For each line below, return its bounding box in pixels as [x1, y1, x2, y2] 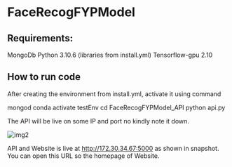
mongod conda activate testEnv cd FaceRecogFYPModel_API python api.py [7, 103, 226, 112]
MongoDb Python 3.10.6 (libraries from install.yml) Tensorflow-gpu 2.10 [7, 51, 213, 59]
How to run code [7, 71, 81, 83]
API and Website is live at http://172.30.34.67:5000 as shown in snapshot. [7, 144, 219, 152]
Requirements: [7, 32, 74, 44]
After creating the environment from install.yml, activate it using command [7, 89, 221, 98]
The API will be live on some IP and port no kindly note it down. [7, 116, 189, 125]
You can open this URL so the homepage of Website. [7, 152, 160, 160]
